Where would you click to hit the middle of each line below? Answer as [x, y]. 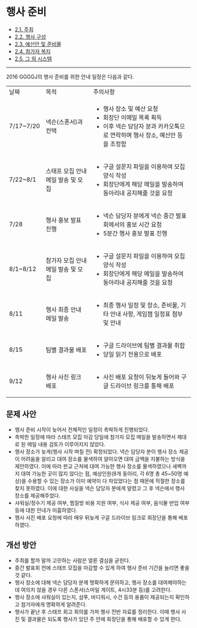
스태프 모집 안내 [66, 171]
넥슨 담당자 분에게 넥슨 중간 [139, 216]
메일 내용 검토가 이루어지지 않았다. [66, 444]
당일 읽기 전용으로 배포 [133, 354]
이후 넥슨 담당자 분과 [130, 126]
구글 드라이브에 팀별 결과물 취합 [144, 345]
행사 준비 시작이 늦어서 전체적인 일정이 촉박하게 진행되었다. [82, 429]
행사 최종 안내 [64, 310]
